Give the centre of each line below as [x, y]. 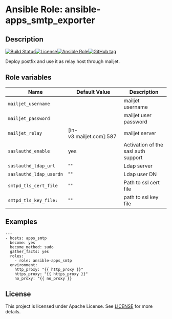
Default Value [93, 92]
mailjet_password [29, 118]
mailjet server [140, 133]
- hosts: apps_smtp [26, 238]
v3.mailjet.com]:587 [92, 136]
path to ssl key [141, 197]
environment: [24, 265]
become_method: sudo [32, 247]
